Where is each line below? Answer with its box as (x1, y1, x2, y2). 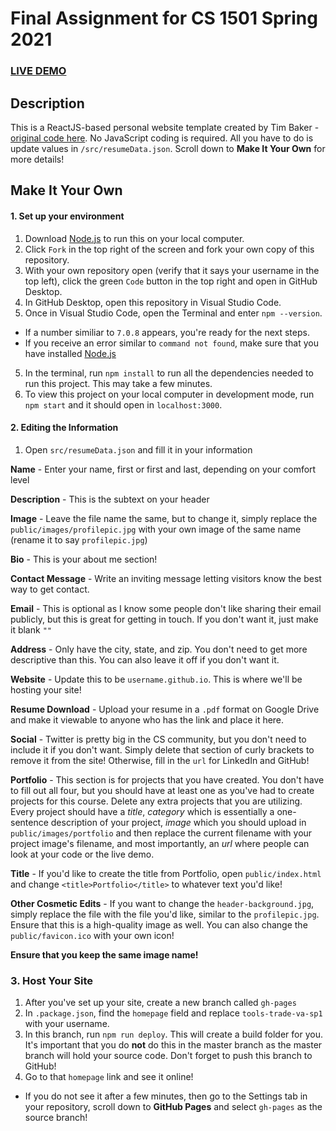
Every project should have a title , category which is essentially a (10, 805, 275, 817)
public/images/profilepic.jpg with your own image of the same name (10, 523, 302, 535)
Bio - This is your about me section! (10, 553, 158, 565)
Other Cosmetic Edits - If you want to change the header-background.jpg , (10, 897, 315, 909)
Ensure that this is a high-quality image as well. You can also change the (10, 918, 308, 931)
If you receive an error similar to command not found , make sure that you (24, 337, 319, 349)
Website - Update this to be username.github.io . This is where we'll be (10, 673, 303, 685)
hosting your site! (10, 683, 82, 696)
